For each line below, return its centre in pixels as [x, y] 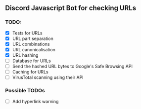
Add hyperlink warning [35, 101]
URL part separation [33, 38]
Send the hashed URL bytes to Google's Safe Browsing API [72, 67]
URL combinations [31, 44]
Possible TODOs [25, 91]
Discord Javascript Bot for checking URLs [71, 8]
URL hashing [25, 55]
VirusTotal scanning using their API [48, 77]
